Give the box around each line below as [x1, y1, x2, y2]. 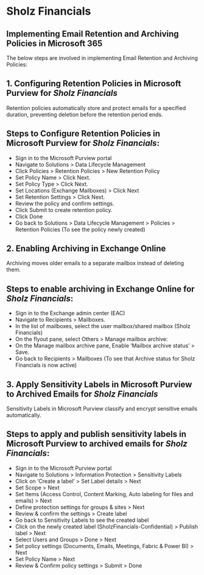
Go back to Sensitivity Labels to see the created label [15, 516, 149, 524]
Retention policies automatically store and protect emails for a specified [6, 104, 186, 111]
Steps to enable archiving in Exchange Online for [6, 284, 195, 294]
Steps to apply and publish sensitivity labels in [6, 429, 187, 439]
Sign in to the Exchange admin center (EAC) [15, 310, 125, 317]
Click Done [15, 213, 43, 220]
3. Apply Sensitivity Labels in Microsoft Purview [6, 379, 192, 389]
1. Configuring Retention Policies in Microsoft [6, 78, 181, 89]
